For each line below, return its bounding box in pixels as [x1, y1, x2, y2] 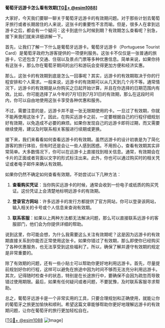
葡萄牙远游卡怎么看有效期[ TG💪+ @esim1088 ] [5, 5, 98, 10]
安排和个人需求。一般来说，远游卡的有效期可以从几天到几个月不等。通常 [9, 79, 156, 85]
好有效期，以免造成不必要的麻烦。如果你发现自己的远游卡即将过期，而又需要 [5, 120, 160, 126]
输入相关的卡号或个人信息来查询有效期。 [12, 204, 94, 210]
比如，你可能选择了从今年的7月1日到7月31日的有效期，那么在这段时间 [13, 91, 154, 97]
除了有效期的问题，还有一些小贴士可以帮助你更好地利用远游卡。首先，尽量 [5, 260, 156, 266]
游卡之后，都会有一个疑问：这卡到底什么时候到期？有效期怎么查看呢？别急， [5, 27, 160, 33]
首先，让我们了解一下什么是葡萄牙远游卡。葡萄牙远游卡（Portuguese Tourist [5, 44, 160, 50]
